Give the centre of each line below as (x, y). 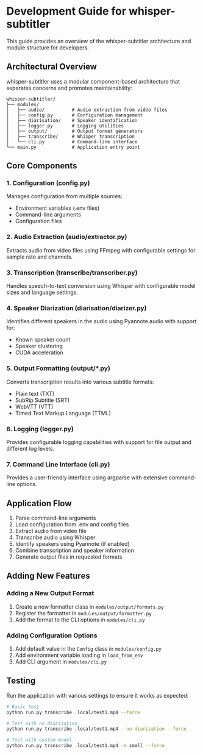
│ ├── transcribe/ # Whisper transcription (71, 136)
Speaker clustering (39, 346)
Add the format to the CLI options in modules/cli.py (80, 620)
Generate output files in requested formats (69, 557)
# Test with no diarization (42, 723)
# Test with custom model (39, 740)
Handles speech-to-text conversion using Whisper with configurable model (101, 286)
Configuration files (38, 221)
